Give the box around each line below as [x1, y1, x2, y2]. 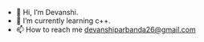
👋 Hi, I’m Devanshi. [15, 8, 79, 17]
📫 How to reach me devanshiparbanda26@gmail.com [15, 25, 197, 34]
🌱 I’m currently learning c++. [15, 16, 111, 25]
